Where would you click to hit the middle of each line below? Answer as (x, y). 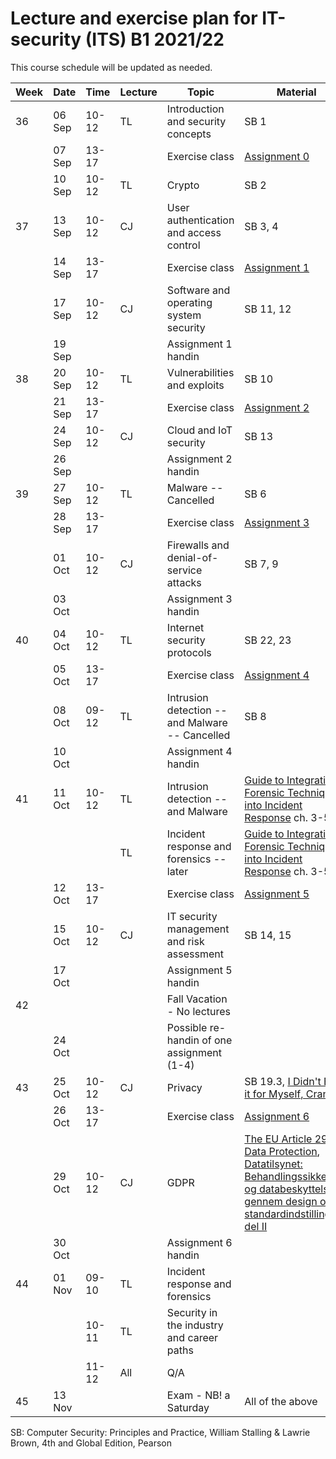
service (184, 570)
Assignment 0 (277, 156)
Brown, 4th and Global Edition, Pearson (91, 1443)
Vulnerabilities (200, 372)
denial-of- (192, 557)
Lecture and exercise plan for (134, 18)
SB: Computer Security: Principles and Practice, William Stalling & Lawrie (160, 1432)
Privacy (184, 1087)
